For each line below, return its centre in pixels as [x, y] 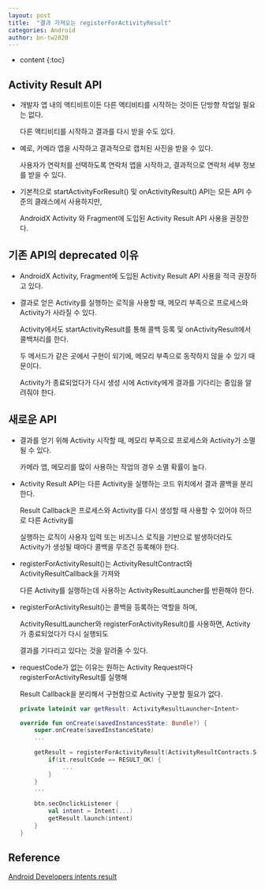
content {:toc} [42, 60]
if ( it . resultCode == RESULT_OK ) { [105, 760]
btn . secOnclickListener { [77, 804]
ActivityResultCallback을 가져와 [70, 573]
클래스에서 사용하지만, [68, 201]
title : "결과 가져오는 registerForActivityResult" [90, 23]
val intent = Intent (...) [91, 811]
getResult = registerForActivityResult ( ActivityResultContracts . [144, 752]
